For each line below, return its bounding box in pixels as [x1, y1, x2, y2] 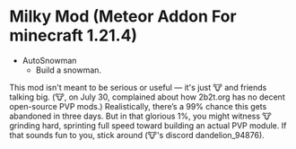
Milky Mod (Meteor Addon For [9, 6, 237, 27]
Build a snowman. [35, 65, 101, 75]
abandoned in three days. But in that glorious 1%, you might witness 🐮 [9, 110, 272, 121]
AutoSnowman [22, 55, 77, 66]
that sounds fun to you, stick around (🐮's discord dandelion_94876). [9, 129, 265, 140]
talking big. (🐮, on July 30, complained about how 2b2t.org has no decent [9, 92, 285, 102]
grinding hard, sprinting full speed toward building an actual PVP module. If [9, 119, 287, 131]
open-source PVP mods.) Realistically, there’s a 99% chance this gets [9, 101, 267, 111]
